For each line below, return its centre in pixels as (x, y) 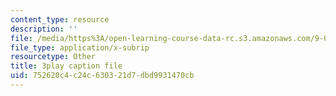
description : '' (44, 29)
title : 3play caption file (66, 66)
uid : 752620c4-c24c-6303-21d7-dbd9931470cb (102, 76)
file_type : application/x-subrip (80, 47)
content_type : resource (60, 19)
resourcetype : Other (53, 57)
